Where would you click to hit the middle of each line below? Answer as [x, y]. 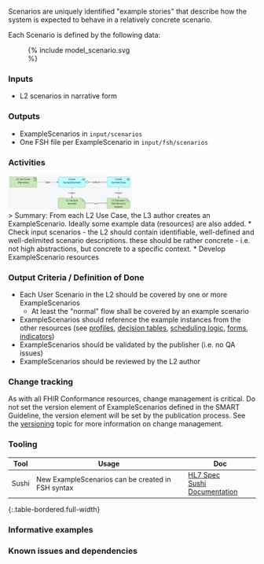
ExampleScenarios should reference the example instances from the [130, 320]
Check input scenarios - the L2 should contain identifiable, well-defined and [131, 232]
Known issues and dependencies [73, 551]
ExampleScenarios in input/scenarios [81, 134]
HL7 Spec [204, 475]
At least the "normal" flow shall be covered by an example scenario [140, 311]
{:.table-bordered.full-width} [54, 509]
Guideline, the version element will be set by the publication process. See [127, 415]
